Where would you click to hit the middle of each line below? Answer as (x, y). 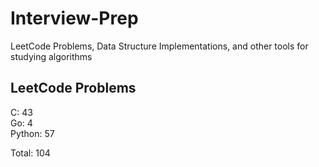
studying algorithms (51, 56)
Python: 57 (32, 133)
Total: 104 (30, 153)
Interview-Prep (74, 18)
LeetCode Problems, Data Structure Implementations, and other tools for (159, 46)
